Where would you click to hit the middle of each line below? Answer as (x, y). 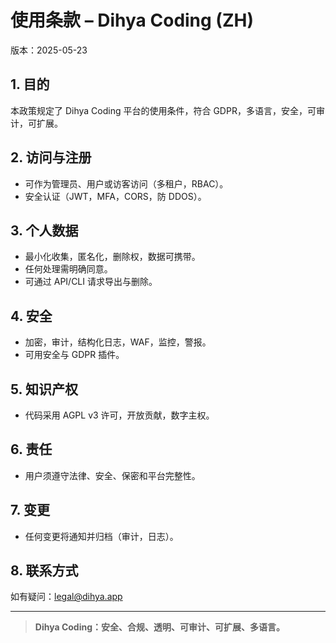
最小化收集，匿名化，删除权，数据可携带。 (112, 257)
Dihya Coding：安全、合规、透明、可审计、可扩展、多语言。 (160, 627)
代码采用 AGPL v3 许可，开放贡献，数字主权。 (119, 415)
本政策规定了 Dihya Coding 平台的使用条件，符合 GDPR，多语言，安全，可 (163, 110)
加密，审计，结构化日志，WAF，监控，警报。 (118, 342)
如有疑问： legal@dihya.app (66, 597)
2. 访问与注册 (51, 157)
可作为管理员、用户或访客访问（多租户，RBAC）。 (126, 183)
